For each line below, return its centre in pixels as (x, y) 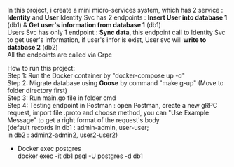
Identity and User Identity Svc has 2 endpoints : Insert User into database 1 (117, 17)
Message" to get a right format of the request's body (83, 120)
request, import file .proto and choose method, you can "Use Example (108, 112)
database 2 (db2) (33, 47)
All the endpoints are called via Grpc (60, 55)
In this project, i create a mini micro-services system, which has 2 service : (115, 10)
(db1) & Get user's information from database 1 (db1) (84, 25)
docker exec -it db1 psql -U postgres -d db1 (80, 156)
